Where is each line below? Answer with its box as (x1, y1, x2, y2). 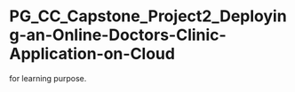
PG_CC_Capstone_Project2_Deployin (9, 6, 287, 27)
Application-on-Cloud (9, 44, 176, 64)
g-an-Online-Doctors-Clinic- (9, 25, 227, 45)
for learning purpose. (9, 73, 87, 83)
